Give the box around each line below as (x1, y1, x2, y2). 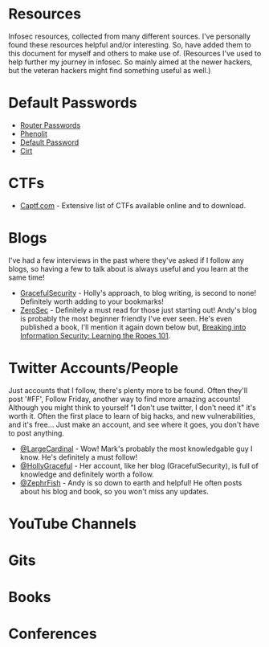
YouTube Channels (8, 514, 137, 533)
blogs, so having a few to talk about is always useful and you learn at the (8, 264, 249, 273)
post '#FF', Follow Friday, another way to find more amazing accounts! (8, 394, 241, 403)
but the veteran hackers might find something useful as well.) (8, 65, 211, 75)
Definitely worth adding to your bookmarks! (19, 297, 165, 306)
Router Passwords (19, 120, 81, 129)
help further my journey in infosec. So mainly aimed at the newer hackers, (8, 57, 253, 67)
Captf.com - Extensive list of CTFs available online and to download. (19, 200, 247, 210)
